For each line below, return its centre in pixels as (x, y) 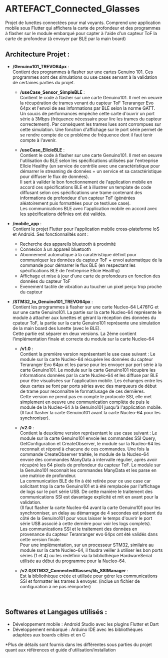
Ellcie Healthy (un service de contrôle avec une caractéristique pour (90, 166)
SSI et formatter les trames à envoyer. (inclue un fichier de (80, 581)
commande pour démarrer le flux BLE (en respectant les (78, 265)
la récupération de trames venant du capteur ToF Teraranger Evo (87, 103)
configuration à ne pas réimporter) (55, 586)
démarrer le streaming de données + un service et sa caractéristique (91, 171)
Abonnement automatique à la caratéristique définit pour (78, 254)
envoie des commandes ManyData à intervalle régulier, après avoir (88, 459)
